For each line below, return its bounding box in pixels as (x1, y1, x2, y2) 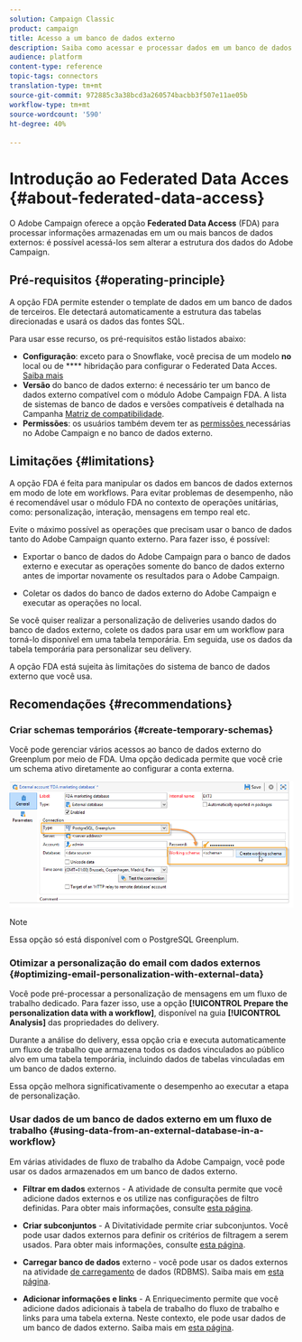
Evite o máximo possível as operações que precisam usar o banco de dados (9, 523, 293, 534)
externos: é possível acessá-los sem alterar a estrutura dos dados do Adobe (9, 237, 294, 248)
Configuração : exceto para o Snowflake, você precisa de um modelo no (22, 350, 292, 361)
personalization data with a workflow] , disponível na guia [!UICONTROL (9, 1007, 281, 1019)
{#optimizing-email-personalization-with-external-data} (9, 968, 264, 981)
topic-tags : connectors (9, 72, 99, 81)
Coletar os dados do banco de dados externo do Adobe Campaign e (22, 588, 277, 598)
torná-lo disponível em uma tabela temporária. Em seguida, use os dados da (9, 634, 293, 644)
